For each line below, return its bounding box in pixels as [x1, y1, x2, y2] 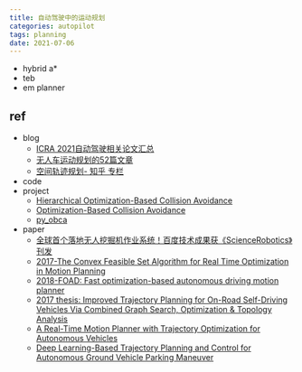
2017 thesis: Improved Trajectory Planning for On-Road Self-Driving [35, 294, 288, 305]
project [22, 186, 50, 197]
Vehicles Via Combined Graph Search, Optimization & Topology [35, 304, 273, 315]
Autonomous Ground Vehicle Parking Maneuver [35, 352, 214, 363]
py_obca [35, 214, 68, 226]
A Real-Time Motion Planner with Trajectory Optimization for [35, 323, 260, 334]
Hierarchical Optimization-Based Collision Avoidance [35, 195, 233, 206]
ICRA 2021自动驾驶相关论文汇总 [35, 144, 155, 154]
